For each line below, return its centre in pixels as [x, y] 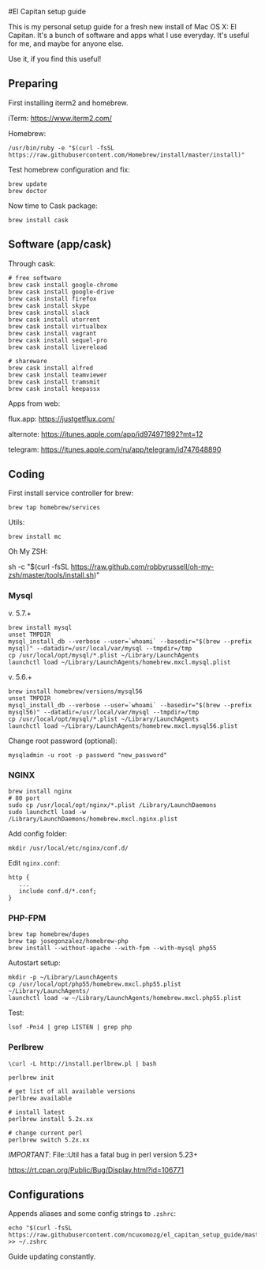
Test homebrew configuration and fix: [69, 169]
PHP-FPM [27, 918]
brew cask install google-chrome [63, 285]
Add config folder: [38, 834]
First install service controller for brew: [71, 493]
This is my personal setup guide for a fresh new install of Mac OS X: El [122, 27]
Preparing [33, 83]
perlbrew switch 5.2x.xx [49, 1140]
